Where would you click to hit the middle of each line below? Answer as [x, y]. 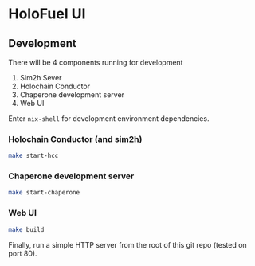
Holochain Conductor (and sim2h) [75, 139]
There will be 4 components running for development [96, 62]
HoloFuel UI [47, 14]
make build [26, 229]
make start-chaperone [44, 193]
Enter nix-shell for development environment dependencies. [109, 119]
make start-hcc [33, 156]
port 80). [23, 253]
